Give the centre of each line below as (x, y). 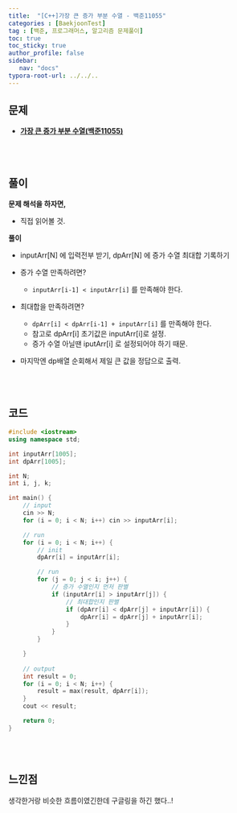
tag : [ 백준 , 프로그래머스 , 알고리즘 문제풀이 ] (76, 31)
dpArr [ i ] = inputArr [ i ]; (79, 557)
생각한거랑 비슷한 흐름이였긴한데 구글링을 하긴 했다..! (91, 800)
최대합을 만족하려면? (52, 307)
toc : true (25, 38)
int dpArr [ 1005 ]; (37, 461)
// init (50, 550)
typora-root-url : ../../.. (53, 76)
